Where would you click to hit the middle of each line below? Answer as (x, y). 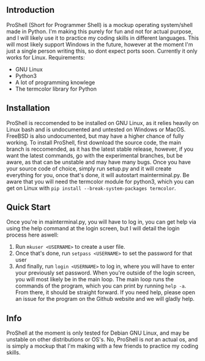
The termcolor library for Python (56, 89)
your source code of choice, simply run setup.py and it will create (89, 169)
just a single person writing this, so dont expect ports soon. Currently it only (102, 51)
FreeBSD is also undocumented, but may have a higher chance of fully (95, 136)
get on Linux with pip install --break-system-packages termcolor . (91, 188)
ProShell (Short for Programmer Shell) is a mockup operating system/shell (99, 25)
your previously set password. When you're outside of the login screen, (105, 273)
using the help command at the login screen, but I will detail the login (93, 229)
